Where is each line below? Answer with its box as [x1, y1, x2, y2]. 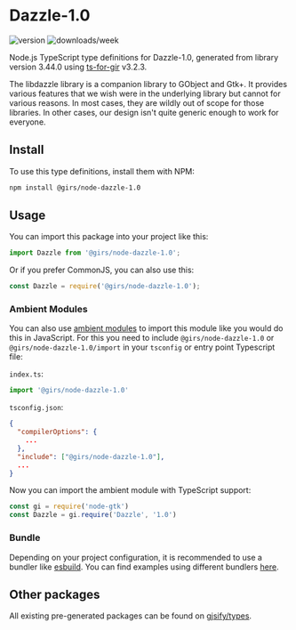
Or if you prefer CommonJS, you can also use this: [9, 264, 195, 276]
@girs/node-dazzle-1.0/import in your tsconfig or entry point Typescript [9, 342, 276, 352]
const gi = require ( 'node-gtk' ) [9, 502, 129, 512]
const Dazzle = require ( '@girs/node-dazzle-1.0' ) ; [9, 282, 201, 291]
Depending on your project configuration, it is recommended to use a [9, 552, 262, 562]
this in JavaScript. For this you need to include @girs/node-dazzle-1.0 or [9, 333, 275, 343]
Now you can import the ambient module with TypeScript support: [9, 485, 252, 496]
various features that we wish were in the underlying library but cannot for [9, 88, 282, 99]
